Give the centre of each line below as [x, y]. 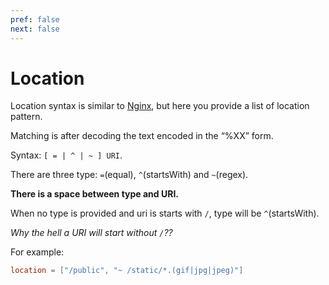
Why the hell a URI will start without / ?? [91, 233]
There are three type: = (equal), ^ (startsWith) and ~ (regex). [129, 175]
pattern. [26, 117]
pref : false [35, 19]
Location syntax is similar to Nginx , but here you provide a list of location [160, 106]
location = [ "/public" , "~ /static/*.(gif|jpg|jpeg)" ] [127, 271]
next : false [35, 29]
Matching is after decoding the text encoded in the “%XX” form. [142, 136]
